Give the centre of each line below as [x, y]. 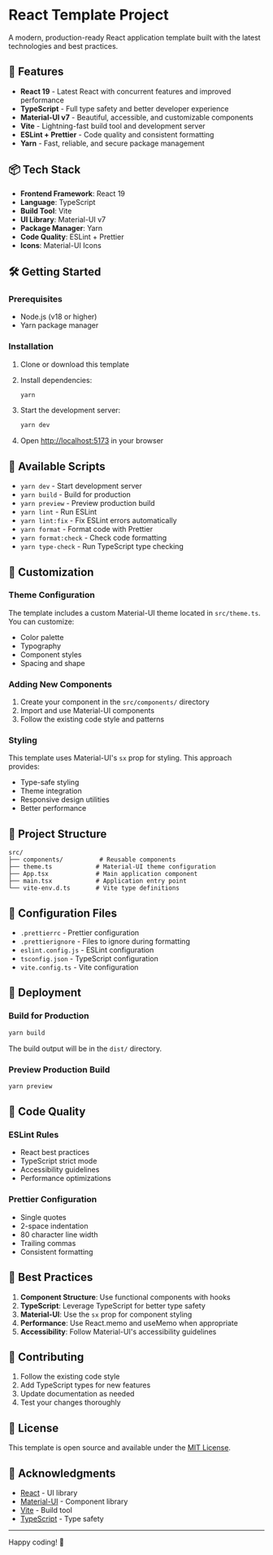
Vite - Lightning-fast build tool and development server [113, 126]
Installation [31, 346]
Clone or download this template [75, 364]
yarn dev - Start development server [81, 486]
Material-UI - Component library [74, 1501]
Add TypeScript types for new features [85, 1385]
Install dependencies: [56, 380]
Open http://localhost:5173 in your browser [92, 441]
